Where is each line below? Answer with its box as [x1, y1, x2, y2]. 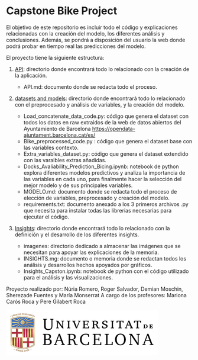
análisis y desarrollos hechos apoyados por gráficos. [23, 261, 152, 268]
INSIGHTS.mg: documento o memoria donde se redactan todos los [23, 255, 187, 262]
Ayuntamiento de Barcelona [23, 125, 91, 132]
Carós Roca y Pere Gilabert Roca [6, 298, 86, 305]
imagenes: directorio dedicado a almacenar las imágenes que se [23, 242, 181, 249]
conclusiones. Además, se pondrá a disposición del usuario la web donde [6, 36, 186, 43]
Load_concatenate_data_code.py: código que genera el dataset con [23, 112, 189, 120]
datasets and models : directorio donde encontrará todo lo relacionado [14, 95, 186, 102]
